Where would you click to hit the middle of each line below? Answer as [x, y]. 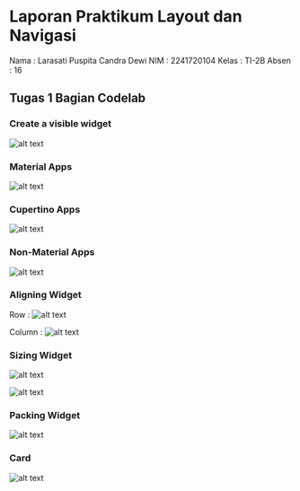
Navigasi [43, 35]
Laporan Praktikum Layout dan [126, 17]
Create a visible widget [61, 124]
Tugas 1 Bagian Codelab [78, 98]
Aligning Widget [46, 295]
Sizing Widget [41, 355]
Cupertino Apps [45, 209]
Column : [26, 332]
